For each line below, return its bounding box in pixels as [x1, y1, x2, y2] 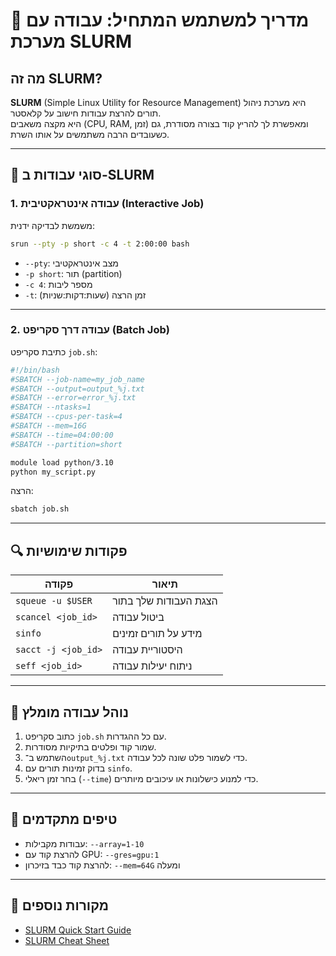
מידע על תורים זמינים [112, 627, 203, 641]
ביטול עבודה [112, 610, 165, 624]
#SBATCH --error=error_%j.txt [10, 393, 137, 403]
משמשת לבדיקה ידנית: [10, 219, 95, 231]
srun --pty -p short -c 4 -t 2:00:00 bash [10, 239, 190, 249]
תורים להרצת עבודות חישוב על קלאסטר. [10, 107, 162, 119]
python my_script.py [10, 467, 97, 477]
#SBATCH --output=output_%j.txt [10, 384, 145, 394]
